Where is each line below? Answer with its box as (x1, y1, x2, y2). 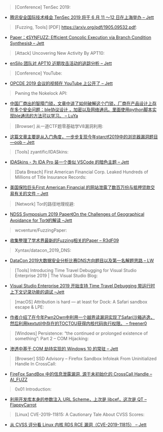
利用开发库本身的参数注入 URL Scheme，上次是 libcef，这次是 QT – (9, 396, 147, 402)
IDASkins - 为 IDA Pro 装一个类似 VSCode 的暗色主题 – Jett (9, 159, 130, 165)
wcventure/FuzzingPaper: (14, 227, 67, 233)
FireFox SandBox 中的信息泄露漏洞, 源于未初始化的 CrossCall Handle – (9, 371, 153, 377)
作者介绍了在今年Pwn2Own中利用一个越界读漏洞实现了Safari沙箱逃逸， (9, 314, 155, 320)
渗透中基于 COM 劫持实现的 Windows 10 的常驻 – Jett (9, 346, 118, 352)
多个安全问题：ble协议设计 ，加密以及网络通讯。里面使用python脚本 (14, 107, 153, 113)
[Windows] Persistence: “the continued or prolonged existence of (14, 330, 148, 336)
